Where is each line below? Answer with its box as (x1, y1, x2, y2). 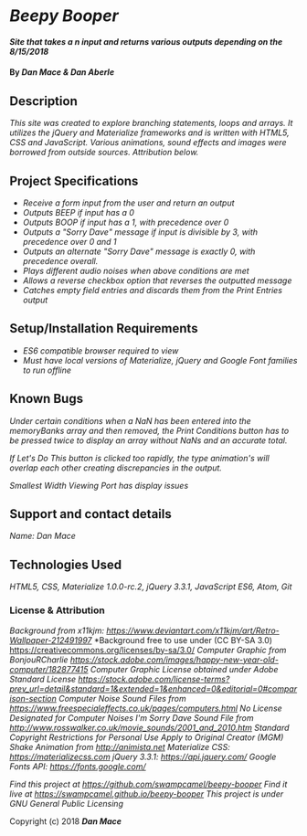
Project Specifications (9, 173, 139, 188)
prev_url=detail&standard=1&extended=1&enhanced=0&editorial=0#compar (9, 683, 298, 694)
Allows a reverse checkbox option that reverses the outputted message (22, 275, 292, 286)
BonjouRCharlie (9, 654, 69, 665)
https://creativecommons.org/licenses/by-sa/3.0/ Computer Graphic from (9, 644, 287, 655)
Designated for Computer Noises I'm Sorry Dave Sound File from (9, 712, 254, 723)
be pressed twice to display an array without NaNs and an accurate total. (9, 435, 288, 446)
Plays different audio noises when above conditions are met (22, 266, 249, 276)
